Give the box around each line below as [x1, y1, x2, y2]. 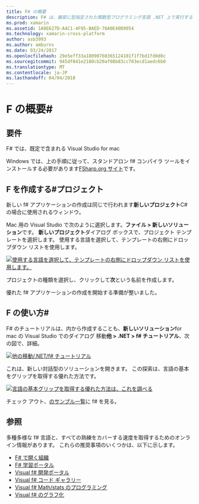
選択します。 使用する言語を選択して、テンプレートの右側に [26, 236, 173, 243]
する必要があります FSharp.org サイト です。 [31, 165, 138, 173]
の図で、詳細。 [6, 340, 43, 347]
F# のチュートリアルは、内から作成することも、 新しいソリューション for [6, 325, 182, 332]
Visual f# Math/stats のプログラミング [14, 483, 108, 491]
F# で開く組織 [14, 453, 49, 461]
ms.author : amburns [6, 42, 55, 48]
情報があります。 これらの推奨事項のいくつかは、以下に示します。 [16, 441, 178, 448]
